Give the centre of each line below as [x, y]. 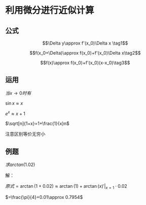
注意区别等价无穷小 [25, 134]
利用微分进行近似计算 [50, 10]
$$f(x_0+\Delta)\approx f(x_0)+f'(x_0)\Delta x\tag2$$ [85, 53]
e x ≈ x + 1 [15, 113]
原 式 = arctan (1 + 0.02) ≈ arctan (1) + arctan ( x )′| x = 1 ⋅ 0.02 [66, 187]
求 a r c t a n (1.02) [20, 165]
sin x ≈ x [14, 103]
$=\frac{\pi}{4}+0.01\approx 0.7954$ [44, 197]
